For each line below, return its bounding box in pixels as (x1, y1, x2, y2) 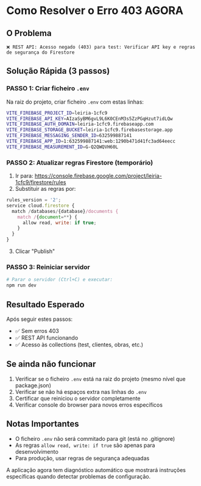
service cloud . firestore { (6, 202, 75, 209)
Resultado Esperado (6, 299, 85, 310)
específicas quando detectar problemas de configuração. (6, 473, 151, 480)
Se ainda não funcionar (6, 359, 96, 370)
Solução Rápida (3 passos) (6, 66, 110, 76)
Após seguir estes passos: (6, 315, 73, 323)
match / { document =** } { (17, 214, 78, 220)
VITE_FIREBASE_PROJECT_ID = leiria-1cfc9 (6, 110, 108, 116)
